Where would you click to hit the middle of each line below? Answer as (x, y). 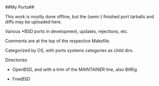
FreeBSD (21, 79)
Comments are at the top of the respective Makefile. (58, 41)
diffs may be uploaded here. (34, 22)
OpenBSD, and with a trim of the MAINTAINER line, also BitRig (75, 69)
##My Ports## (20, 7)
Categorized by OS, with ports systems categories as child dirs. (69, 50)
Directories (16, 60)
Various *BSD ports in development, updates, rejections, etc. (67, 31)
